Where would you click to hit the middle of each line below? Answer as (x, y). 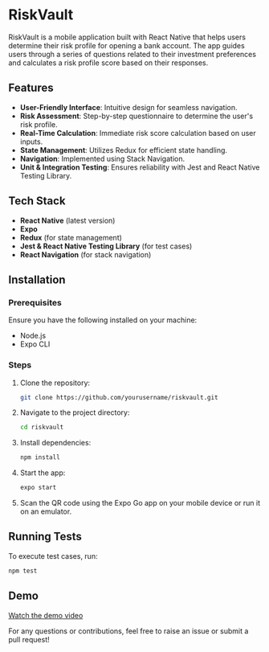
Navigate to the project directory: (75, 412)
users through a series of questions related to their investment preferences (132, 54)
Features (31, 88)
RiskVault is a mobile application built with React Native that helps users (127, 37)
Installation (37, 279)
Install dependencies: (55, 443)
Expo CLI (35, 344)
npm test (23, 571)
